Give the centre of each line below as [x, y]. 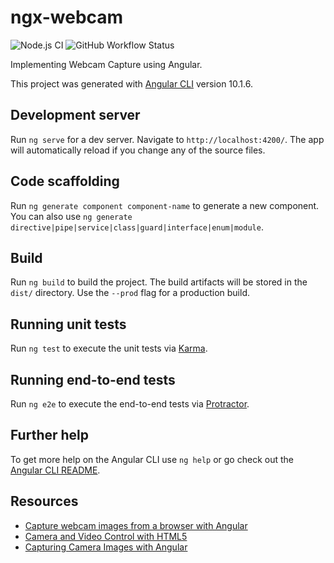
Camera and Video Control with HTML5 [106, 536]
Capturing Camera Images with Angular [106, 547]
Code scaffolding [65, 181]
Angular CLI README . [55, 470]
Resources [44, 501]
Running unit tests [68, 324]
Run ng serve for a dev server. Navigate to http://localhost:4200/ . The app [167, 139]
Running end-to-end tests [93, 379]
